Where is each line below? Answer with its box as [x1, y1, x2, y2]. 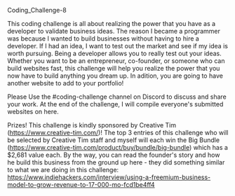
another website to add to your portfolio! [7, 79, 124, 87]
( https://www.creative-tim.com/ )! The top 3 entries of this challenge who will [7, 129, 229, 136]
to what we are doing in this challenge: [7, 166, 119, 174]
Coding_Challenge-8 [7, 6, 67, 14]
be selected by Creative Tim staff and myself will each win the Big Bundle [7, 136, 220, 144]
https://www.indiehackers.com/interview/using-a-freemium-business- [7, 173, 211, 181]
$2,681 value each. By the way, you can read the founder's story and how [7, 150, 220, 159]
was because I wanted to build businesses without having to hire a [7, 34, 200, 43]
